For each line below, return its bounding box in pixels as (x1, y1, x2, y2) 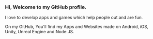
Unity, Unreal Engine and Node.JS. (5, 29, 74, 35)
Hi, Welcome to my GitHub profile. (5, 4, 87, 10)
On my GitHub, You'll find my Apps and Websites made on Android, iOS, (5, 24, 149, 29)
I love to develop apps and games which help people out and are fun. (5, 15, 143, 20)
